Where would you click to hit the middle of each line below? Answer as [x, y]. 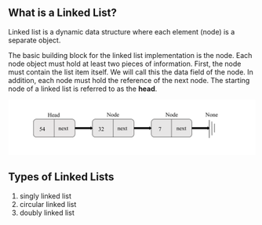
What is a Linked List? [63, 13]
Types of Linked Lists [61, 177]
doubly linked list [47, 212]
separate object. [35, 40]
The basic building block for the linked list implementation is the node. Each [130, 55]
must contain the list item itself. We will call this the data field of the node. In [131, 72]
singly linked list [45, 196]
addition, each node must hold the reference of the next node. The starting [129, 80]
